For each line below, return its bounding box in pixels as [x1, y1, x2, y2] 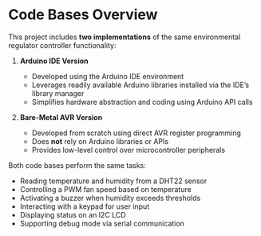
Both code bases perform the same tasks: [8, 160, 146, 170]
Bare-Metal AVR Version [19, 112, 103, 122]
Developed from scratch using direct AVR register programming [31, 128, 242, 138]
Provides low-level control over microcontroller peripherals [31, 145, 226, 154]
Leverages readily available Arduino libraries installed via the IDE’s [31, 80, 250, 90]
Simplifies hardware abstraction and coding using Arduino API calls [31, 97, 253, 106]
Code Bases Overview [8, 6, 158, 24]
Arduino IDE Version [19, 56, 89, 66]
